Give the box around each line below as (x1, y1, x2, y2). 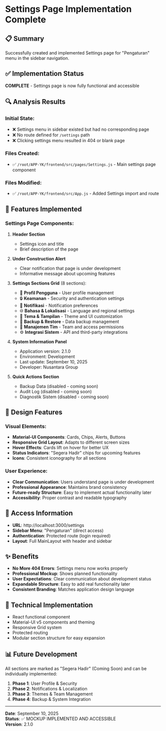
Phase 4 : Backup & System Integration (12, 696, 91, 702)
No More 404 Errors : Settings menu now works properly (12, 566, 128, 572)
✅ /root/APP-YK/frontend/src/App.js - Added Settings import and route (12, 191, 159, 197)
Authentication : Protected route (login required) (12, 532, 111, 538)
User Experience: (5, 468, 48, 474)
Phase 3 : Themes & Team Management (12, 691, 93, 697)
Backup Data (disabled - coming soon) (19, 383, 99, 389)
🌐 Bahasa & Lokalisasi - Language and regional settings (19, 308, 135, 313)
